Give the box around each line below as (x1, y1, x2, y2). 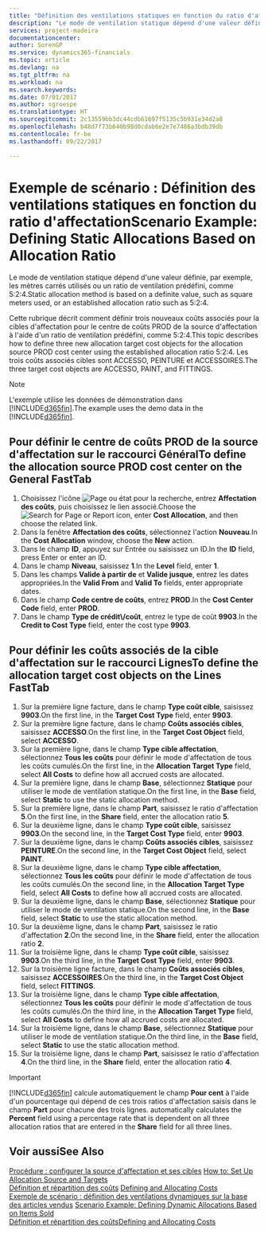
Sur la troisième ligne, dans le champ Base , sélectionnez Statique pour (20, 1024, 254, 1033)
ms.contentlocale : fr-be (9, 130, 91, 138)
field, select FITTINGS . (20, 981, 96, 991)
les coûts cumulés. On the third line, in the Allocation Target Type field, (20, 1006, 254, 1016)
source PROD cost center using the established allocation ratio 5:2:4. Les (9, 347, 249, 357)
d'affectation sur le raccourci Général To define (9, 447, 247, 461)
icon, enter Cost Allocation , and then (115, 510, 239, 520)
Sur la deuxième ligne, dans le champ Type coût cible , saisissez (20, 821, 231, 830)
